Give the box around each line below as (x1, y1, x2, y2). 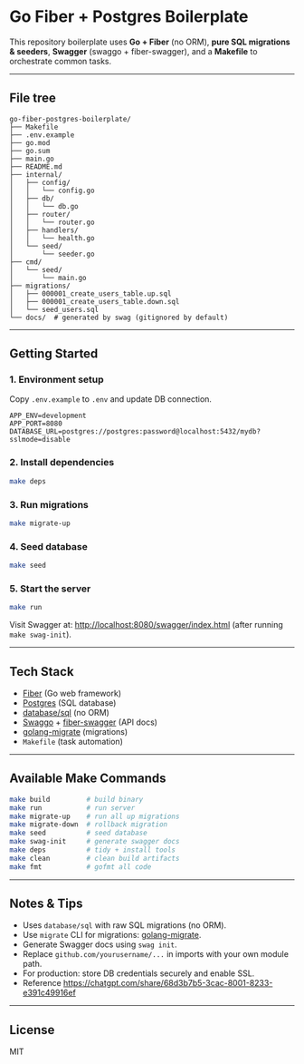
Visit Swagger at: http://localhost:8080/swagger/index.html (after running (9, 620, 283, 630)
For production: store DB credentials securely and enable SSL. (22, 968, 255, 979)
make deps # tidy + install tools (9, 845, 176, 854)
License (9, 1022, 55, 1038)
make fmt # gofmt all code (9, 862, 152, 872)
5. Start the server (9, 582, 91, 595)
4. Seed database (9, 540, 88, 552)
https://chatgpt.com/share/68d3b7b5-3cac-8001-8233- (62, 978, 273, 989)
